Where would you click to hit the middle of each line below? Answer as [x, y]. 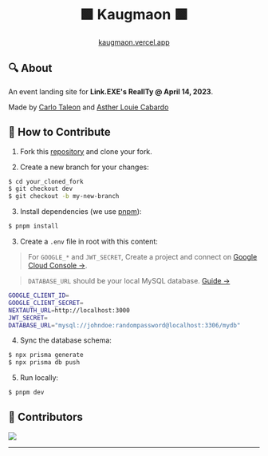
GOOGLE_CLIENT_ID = [39, 295]
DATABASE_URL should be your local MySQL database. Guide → [129, 281]
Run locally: [39, 378]
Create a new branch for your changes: [84, 167]
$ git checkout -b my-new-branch [64, 196]
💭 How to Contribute [60, 132]
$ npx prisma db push [44, 363]
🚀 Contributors [46, 417]
